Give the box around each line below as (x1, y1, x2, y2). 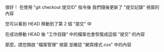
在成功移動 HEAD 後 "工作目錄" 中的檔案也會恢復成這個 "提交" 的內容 (5, 31, 145, 37)
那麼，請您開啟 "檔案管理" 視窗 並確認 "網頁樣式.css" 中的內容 (5, 42, 132, 48)
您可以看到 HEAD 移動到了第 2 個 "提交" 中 (5, 21, 92, 26)
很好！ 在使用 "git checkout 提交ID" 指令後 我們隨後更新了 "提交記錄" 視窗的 (5, 4, 160, 10)
